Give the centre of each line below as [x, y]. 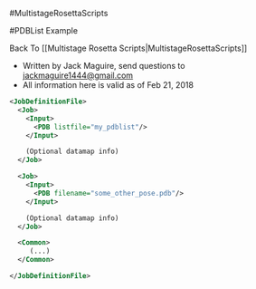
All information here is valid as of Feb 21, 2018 [108, 85]
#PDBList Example [44, 30]
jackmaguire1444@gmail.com [78, 75]
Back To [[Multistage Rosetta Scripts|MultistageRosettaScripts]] [128, 48]
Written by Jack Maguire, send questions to [104, 66]
